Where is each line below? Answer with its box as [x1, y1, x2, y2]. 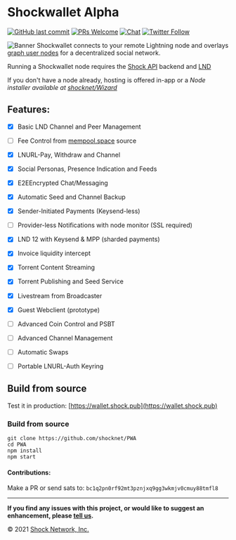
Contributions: [7, 468, 51, 477]
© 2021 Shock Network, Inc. [7, 525, 89, 534]
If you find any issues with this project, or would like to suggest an [7, 504, 204, 513]
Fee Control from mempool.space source [17, 136, 137, 145]
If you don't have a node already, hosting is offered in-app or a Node [7, 75, 206, 84]
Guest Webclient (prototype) [17, 305, 100, 314]
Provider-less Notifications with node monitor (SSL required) [17, 221, 193, 229]
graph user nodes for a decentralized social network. [7, 49, 161, 57]
